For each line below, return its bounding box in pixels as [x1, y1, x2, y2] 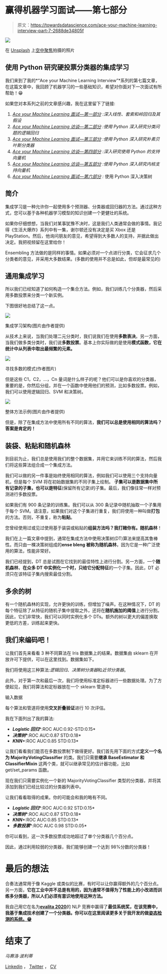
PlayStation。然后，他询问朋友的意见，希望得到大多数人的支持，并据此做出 [5, 233, 159, 239]
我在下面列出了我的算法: [5, 715, 55, 721]
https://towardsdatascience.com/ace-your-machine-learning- [30, 22, 158, 28]
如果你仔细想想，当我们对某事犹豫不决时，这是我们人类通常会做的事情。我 [5, 220, 158, 226]
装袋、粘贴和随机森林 [5, 442, 71, 450]
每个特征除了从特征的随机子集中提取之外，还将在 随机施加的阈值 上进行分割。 [5, 608, 162, 613]
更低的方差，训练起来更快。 [5, 620, 62, 626]
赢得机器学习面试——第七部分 [5, 4, 128, 16]
